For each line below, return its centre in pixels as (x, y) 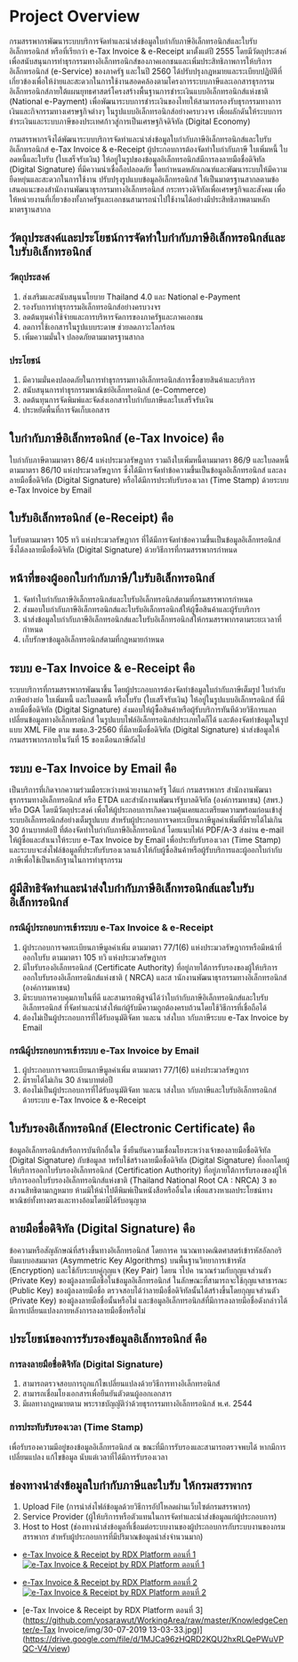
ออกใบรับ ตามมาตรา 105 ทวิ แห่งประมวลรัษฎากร (94, 957)
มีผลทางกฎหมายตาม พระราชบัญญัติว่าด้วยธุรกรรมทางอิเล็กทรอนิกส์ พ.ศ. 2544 (137, 1404)
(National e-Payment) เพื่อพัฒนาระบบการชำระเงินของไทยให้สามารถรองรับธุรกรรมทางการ (145, 101)
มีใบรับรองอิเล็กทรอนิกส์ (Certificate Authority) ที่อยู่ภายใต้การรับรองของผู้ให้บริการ (150, 967)
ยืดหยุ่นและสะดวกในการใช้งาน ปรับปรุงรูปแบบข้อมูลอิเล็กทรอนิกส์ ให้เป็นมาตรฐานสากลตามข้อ (144, 179)
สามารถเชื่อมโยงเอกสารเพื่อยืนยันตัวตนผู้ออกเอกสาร (97, 1394)
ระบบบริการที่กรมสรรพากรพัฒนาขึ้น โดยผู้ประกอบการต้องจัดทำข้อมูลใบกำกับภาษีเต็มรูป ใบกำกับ (147, 690)
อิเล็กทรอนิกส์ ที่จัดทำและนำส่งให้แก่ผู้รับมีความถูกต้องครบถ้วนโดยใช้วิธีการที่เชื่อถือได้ (144, 1007)
